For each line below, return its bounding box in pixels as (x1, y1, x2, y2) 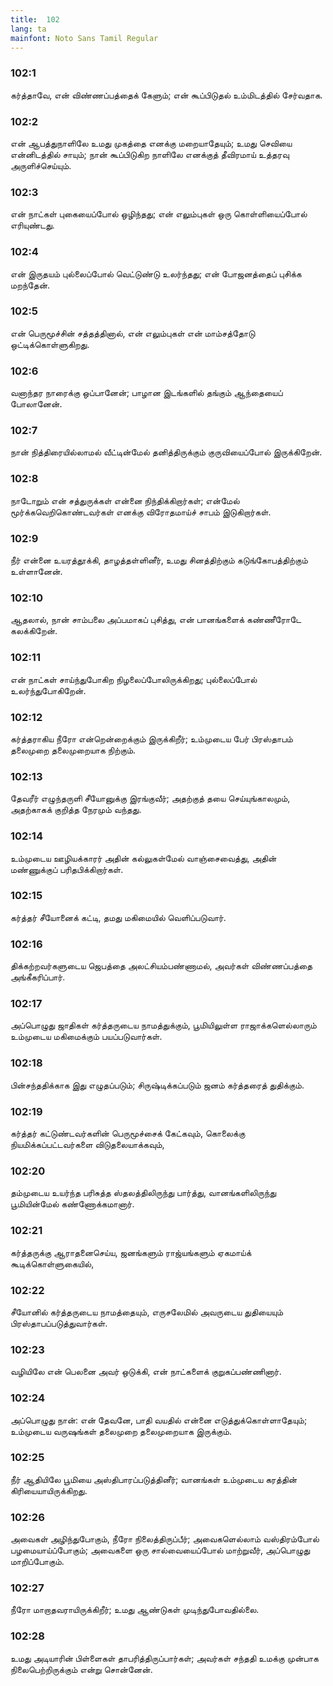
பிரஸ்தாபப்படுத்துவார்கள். (10, 1317, 108, 1329)
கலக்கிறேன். (10, 625, 58, 637)
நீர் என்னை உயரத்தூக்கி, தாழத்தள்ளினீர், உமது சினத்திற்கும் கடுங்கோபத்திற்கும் (10, 554, 308, 566)
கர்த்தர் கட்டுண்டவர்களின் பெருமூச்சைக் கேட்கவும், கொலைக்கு (10, 1127, 246, 1140)
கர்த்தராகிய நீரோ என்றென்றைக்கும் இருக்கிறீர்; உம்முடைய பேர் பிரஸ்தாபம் (10, 732, 293, 745)
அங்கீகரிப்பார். (10, 971, 66, 983)
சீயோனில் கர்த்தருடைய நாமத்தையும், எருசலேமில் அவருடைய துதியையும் (10, 1306, 284, 1318)
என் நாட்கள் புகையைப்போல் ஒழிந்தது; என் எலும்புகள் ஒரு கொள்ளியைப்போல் (10, 208, 308, 220)
